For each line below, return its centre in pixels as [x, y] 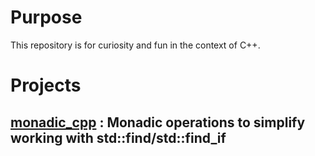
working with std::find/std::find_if [118, 137]
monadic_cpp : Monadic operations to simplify [158, 122]
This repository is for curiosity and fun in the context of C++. [135, 45]
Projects [46, 85]
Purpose [46, 17]
